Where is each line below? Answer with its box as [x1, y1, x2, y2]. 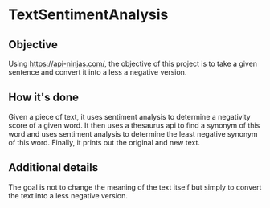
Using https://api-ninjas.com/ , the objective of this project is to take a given [8, 59, 258, 68]
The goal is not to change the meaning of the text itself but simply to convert [8, 182, 262, 192]
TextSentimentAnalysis [8, 6, 169, 24]
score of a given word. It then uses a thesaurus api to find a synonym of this [8, 120, 260, 130]
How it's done [8, 91, 79, 104]
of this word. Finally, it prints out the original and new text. [8, 137, 201, 147]
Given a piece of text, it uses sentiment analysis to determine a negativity [8, 112, 251, 121]
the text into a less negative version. [8, 190, 129, 200]
